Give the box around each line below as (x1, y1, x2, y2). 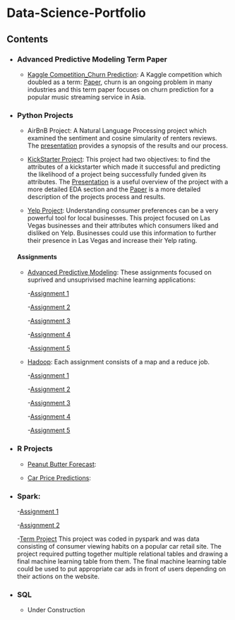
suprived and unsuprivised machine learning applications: (27, 275, 195, 284)
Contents (6, 33, 49, 45)
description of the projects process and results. (27, 193, 166, 201)
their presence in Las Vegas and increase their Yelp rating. (27, 237, 198, 245)
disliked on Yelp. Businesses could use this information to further (27, 229, 217, 237)
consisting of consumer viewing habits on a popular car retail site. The (16, 542, 222, 550)
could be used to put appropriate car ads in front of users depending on (16, 564, 227, 573)
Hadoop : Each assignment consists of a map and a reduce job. (27, 358, 210, 366)
